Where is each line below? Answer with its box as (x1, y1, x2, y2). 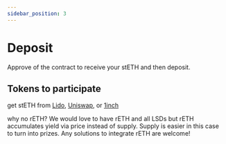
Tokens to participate (7, 82, 102, 94)
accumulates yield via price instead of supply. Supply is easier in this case (7, 122, 220, 130)
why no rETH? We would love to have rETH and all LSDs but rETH (7, 115, 194, 123)
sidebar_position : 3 (7, 10, 67, 17)
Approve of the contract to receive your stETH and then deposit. (7, 63, 191, 71)
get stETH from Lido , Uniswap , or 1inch (7, 101, 119, 109)
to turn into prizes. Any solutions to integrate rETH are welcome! (7, 129, 191, 138)
